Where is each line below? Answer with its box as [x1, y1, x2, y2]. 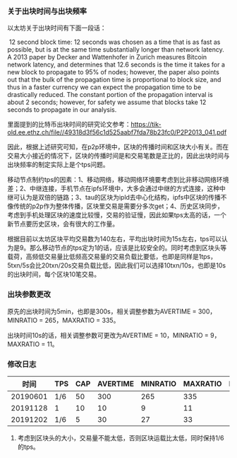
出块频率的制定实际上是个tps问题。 [7, 161, 109, 169]
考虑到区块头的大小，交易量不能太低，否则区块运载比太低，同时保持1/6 [17, 433, 224, 442]
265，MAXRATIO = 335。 [44, 316, 120, 324]
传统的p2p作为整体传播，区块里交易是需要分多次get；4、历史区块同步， [13, 202, 224, 210]
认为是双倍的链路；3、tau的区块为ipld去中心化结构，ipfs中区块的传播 [19, 193, 221, 202]
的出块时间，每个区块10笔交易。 [7, 270, 101, 279]
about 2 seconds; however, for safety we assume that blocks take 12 [7, 98, 207, 107]
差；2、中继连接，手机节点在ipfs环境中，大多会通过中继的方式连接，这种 [7, 184, 220, 193]
